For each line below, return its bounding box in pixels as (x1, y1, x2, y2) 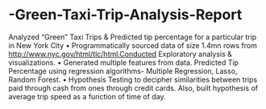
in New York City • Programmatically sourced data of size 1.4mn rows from (8, 40, 258, 50)
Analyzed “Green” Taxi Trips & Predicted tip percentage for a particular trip (8, 32, 257, 42)
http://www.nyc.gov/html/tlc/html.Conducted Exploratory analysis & (8, 49, 232, 59)
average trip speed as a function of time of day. (8, 91, 167, 101)
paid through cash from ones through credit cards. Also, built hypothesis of (8, 83, 259, 93)
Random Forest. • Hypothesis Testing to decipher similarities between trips (8, 75, 258, 84)
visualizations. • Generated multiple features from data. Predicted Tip (8, 58, 239, 67)
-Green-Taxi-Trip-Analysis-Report (8, 6, 243, 24)
